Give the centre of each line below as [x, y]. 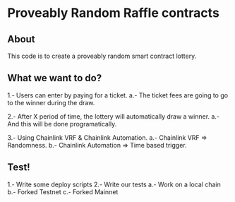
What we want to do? [55, 78]
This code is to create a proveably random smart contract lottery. [102, 56]
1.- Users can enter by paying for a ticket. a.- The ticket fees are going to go [117, 95]
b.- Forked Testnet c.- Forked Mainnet [63, 191]
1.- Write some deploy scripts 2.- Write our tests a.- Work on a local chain [114, 184]
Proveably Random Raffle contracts [114, 13]
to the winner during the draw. [51, 102]
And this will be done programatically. [62, 124]
